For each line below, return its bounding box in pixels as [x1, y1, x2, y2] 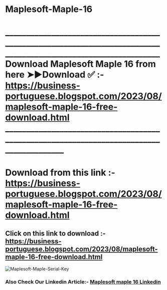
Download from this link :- [5, 167, 115, 178]
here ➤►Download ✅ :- [5, 69, 104, 81]
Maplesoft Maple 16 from [50, 59, 156, 70]
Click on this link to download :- [5, 229, 106, 237]
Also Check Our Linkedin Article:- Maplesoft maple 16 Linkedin [5, 278, 161, 285]
